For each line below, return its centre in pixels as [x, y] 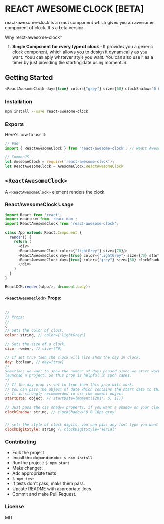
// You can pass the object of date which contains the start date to [78, 390]
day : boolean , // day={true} [35, 362]
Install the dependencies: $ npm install [52, 458]
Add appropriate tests [34, 473]
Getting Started [29, 77]
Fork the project [28, 453]
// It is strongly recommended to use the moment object [64, 394]
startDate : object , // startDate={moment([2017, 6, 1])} [64, 398]
